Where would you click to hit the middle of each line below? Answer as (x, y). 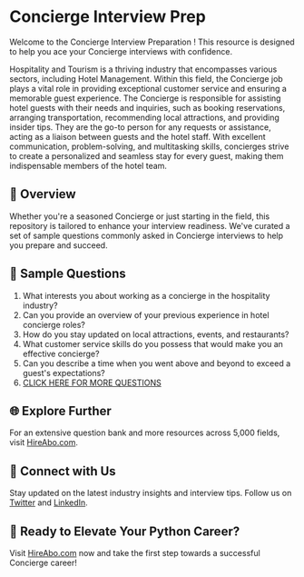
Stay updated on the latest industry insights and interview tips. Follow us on (151, 493)
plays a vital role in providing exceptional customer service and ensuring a (148, 88)
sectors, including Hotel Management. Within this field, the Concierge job (146, 78)
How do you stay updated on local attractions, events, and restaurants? (156, 334)
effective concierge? (61, 353)
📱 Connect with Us (63, 471)
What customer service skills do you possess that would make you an (153, 343)
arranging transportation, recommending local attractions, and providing (144, 117)
